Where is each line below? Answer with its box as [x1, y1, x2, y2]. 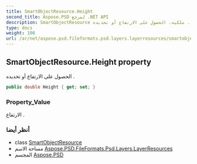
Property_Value [6, 97, 51, 106]
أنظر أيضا [6, 125, 30, 134]
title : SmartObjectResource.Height [6, 8, 93, 15]
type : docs [6, 25, 33, 31]
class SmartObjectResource [14, 139, 82, 146]
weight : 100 [6, 30, 35, 36]
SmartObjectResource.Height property [6, 57, 151, 67]
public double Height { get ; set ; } [6, 84, 96, 90]
